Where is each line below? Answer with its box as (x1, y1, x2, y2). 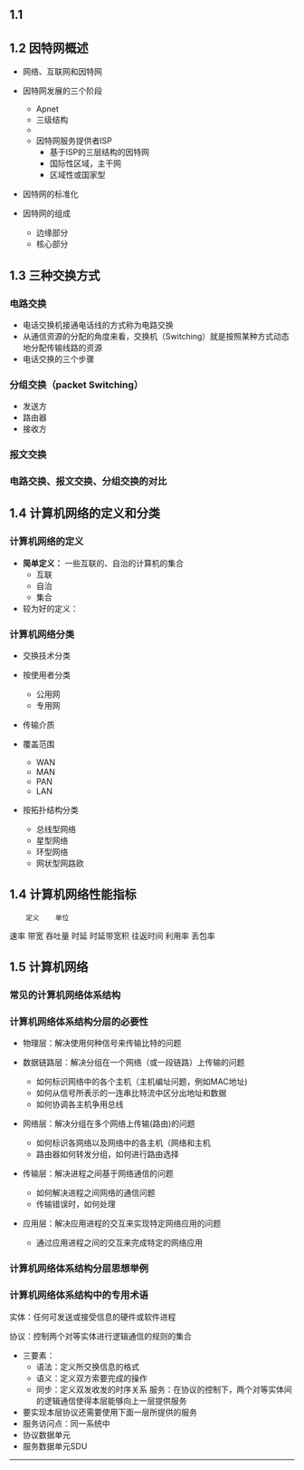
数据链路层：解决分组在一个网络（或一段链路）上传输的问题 (22, 1057, 245, 1068)
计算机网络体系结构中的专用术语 (9, 1289, 149, 1301)
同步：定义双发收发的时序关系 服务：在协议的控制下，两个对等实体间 (35, 1384, 292, 1395)
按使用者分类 (22, 670, 71, 681)
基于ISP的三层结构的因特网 (49, 147, 150, 158)
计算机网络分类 (9, 628, 75, 641)
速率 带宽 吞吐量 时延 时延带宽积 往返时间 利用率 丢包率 (9, 930, 215, 941)
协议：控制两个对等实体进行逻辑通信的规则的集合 (9, 1330, 192, 1341)
